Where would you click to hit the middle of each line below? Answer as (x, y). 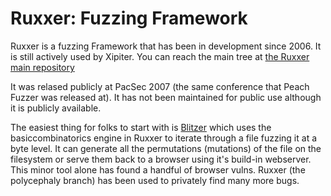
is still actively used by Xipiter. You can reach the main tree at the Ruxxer (160, 56)
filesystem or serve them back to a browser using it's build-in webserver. (161, 159)
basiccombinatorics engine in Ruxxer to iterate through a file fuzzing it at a (164, 138)
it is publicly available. (56, 108)
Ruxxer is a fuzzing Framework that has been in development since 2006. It (166, 46)
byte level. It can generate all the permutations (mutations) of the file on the (166, 148)
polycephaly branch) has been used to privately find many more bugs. (155, 180)
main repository (42, 67)
